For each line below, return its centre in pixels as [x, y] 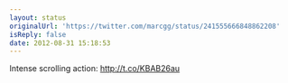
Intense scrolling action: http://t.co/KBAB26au [95, 69]
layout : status [38, 18]
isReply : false [38, 34]
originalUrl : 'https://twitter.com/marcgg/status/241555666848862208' [145, 26]
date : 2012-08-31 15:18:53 [60, 43]
